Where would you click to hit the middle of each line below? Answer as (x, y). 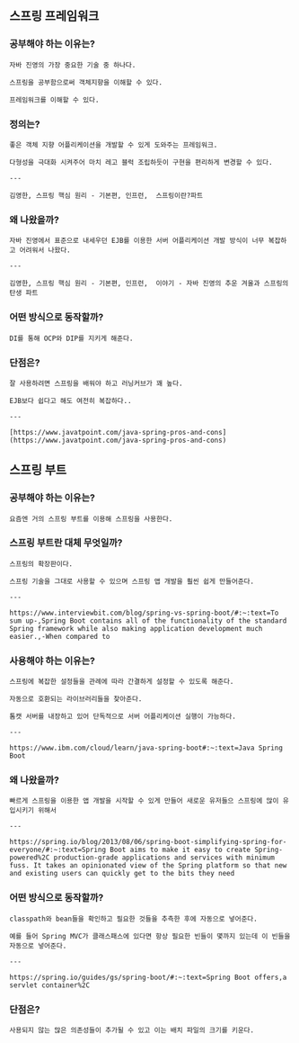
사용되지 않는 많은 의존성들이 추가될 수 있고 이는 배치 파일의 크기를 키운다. (132, 1030)
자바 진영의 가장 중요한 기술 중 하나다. (73, 65)
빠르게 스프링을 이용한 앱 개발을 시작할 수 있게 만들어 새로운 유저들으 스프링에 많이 (144, 801)
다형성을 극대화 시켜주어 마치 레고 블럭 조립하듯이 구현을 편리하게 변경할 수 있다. (141, 162)
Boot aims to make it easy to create (180, 850)
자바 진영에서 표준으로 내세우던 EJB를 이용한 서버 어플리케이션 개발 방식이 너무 (137, 241)
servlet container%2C (50, 985)
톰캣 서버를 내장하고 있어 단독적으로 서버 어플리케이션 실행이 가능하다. (123, 717)
